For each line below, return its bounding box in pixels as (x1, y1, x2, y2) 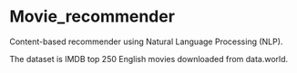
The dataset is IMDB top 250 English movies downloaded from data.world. (9, 53, 289, 64)
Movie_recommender (9, 6, 176, 27)
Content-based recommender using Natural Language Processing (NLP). (9, 36, 283, 47)
